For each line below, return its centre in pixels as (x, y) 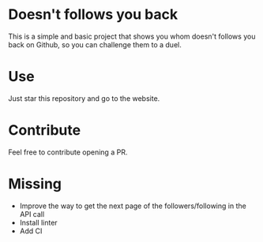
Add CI (31, 231)
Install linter (38, 222)
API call (32, 214)
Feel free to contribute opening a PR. (68, 152)
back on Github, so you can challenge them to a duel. (95, 44)
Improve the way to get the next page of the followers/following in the (133, 206)
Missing (35, 184)
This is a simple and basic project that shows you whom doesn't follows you (132, 36)
